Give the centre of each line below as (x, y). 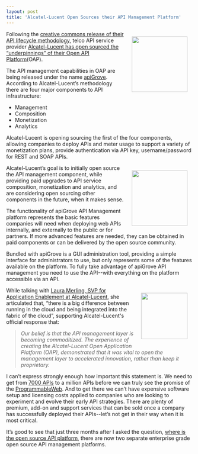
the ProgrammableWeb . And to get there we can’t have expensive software (98, 389)
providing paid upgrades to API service (54, 181)
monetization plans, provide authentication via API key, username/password (99, 150)
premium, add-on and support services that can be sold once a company (95, 408)
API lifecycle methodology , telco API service (60, 40)
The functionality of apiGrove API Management (63, 211)
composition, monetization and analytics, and (62, 186)
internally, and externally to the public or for (60, 230)
